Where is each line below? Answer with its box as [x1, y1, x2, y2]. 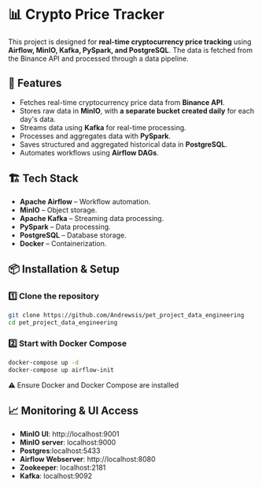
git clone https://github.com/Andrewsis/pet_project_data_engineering [8, 312, 245, 320]
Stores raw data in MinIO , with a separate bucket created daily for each [19, 106, 254, 115]
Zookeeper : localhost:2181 [19, 463, 106, 472]
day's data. [19, 114, 57, 124]
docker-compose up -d [8, 359, 79, 367]
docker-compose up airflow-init [8, 366, 114, 374]
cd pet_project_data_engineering [8, 319, 118, 327]
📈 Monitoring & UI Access [8, 404, 139, 418]
